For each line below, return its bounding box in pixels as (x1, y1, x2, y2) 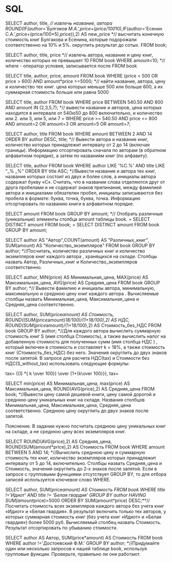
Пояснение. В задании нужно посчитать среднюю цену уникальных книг (5, 423, 166, 429)
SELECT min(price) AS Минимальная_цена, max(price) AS (5, 380, 130, 386)
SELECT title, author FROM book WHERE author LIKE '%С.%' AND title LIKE (5, 162, 165, 168)
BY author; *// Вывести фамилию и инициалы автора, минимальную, (5, 285, 156, 291)
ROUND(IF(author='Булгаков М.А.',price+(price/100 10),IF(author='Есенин (5, 25, 163, 31)
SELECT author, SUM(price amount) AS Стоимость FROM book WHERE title (5, 486, 165, 493)
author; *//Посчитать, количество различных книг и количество (5, 247, 145, 254)
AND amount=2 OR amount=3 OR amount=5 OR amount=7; (5, 121, 131, 127)
